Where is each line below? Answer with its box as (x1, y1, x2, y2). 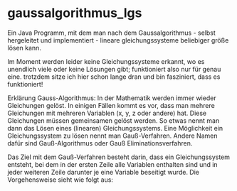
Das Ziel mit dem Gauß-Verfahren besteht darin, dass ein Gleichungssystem (7, 153, 230, 161)
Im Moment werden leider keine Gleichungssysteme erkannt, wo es (7, 57, 205, 65)
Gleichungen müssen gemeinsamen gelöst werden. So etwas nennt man (7, 116, 220, 125)
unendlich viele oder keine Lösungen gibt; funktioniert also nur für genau (7, 65, 221, 73)
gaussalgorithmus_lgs (7, 5, 142, 21)
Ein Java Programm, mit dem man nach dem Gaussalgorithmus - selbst (7, 28, 216, 37)
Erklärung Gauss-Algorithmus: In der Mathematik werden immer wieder (7, 94, 216, 102)
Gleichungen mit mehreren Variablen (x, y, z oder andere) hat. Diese (7, 109, 207, 117)
